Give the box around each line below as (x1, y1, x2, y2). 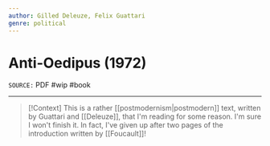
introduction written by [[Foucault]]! (27, 129, 146, 139)
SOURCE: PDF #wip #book (8, 80, 91, 90)
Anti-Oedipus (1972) (8, 54, 147, 72)
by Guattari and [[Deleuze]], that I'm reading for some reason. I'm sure (27, 112, 262, 121)
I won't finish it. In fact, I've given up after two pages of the (27, 120, 223, 130)
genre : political (8, 19, 67, 27)
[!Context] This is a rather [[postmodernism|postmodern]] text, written (27, 103, 261, 113)
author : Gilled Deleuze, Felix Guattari (8, 11, 146, 20)
